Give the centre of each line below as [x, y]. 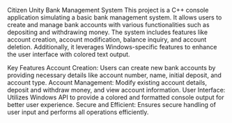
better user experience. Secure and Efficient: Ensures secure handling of [111, 105]
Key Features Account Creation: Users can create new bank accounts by [111, 68]
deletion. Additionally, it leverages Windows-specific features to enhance [112, 47]
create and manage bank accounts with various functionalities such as [109, 25]
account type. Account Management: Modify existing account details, [107, 82]
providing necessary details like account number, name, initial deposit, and [114, 75]
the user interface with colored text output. [69, 54]
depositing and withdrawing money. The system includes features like [107, 32]
